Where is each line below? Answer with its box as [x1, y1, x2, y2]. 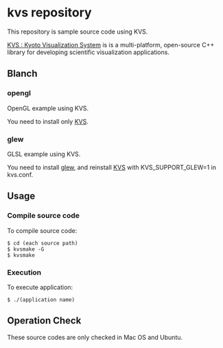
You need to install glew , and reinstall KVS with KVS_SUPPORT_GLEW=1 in [7, 163, 217, 171]
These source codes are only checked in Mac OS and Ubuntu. [7, 333, 183, 341]
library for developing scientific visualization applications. [7, 48, 170, 56]
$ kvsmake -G [7, 245, 45, 253]
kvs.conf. [7, 170, 34, 179]
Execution [7, 267, 42, 277]
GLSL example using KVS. [7, 149, 81, 158]
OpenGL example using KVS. [7, 104, 89, 112]
